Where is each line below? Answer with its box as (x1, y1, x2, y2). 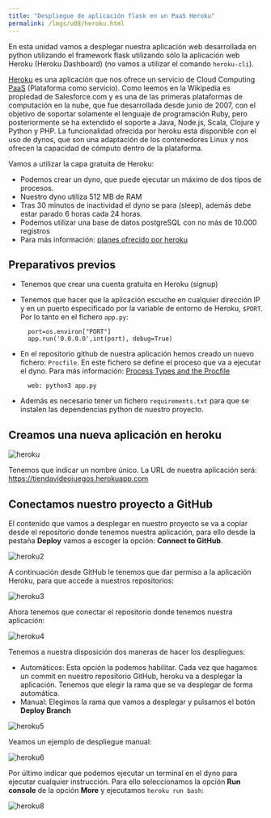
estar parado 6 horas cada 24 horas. (19, 209, 143, 218)
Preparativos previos (8, 258, 116, 272)
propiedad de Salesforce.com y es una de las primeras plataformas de (8, 91, 243, 101)
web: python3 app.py (28, 382, 97, 390)
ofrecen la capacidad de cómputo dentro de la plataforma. (8, 143, 204, 153)
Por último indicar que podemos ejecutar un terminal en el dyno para (8, 768, 238, 778)
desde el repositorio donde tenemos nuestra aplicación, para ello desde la (8, 527, 256, 537)
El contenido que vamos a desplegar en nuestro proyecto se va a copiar (8, 518, 248, 528)
